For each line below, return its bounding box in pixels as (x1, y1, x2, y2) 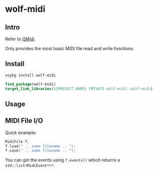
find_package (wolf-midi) (5, 82, 56, 86)
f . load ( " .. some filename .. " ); (5, 143, 76, 148)
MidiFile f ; (5, 139, 30, 144)
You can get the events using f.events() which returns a (5, 157, 120, 163)
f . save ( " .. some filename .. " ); (5, 148, 76, 153)
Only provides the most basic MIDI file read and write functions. (5, 46, 134, 51)
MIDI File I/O (5, 116, 43, 125)
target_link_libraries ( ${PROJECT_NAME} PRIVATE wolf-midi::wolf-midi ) (5, 86, 153, 91)
